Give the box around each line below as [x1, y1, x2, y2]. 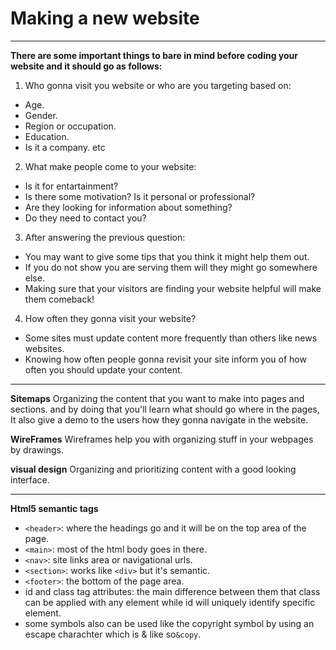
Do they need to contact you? [24, 212, 147, 224]
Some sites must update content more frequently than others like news [24, 332, 318, 344]
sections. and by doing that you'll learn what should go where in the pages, [10, 403, 320, 415]
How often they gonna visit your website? [24, 312, 197, 324]
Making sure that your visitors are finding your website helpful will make [24, 282, 322, 294]
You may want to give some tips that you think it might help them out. [24, 250, 310, 262]
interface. [10, 473, 50, 486]
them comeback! [24, 293, 95, 305]
